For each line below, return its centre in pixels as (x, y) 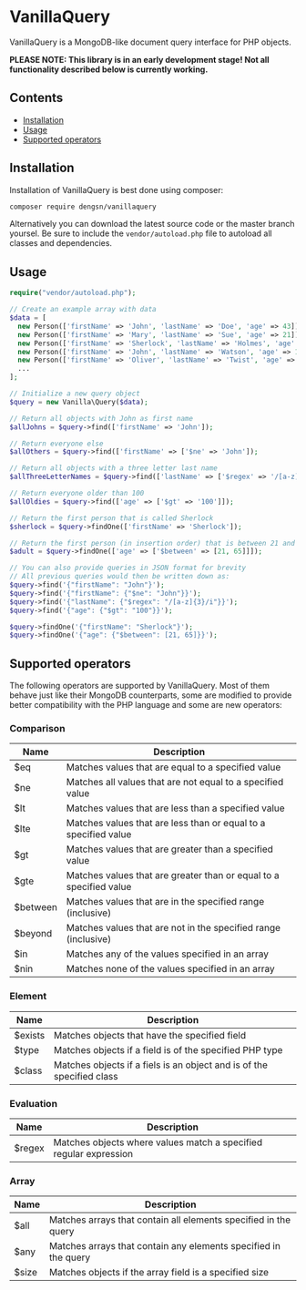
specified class (86, 1076)
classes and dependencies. (61, 243)
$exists (30, 1035)
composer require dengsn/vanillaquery (83, 207)
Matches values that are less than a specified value (175, 808)
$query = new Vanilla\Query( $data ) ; (79, 402)
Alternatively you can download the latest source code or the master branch (152, 224)
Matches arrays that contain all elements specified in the (170, 1220)
